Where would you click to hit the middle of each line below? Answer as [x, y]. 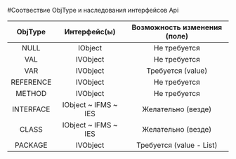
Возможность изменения [177, 27]
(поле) [177, 36]
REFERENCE [31, 82]
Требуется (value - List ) [177, 145]
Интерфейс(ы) [90, 32]
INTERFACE [31, 109]
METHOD [31, 94]
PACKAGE [31, 145]
